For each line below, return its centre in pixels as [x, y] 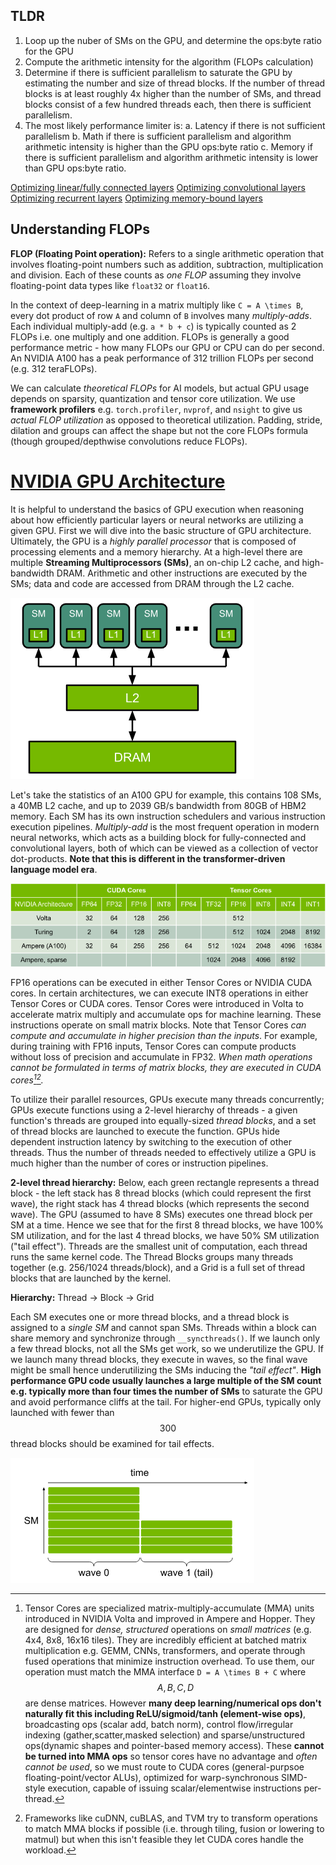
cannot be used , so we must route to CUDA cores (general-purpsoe [164, 1767]
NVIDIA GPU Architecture [118, 481]
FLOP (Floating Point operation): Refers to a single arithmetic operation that [167, 253]
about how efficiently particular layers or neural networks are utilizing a [157, 520]
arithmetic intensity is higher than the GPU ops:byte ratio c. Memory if [168, 146]
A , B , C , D [175, 1688]
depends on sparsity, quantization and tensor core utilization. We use [153, 398]
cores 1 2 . [27, 1079]
